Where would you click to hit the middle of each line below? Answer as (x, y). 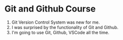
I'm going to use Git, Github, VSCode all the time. (60, 32)
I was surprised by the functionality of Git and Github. (65, 27)
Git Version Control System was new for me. (56, 22)
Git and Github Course (50, 9)
